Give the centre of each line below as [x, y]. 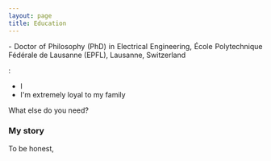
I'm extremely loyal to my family [73, 94]
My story [26, 131]
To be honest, [31, 148]
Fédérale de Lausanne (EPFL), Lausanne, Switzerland [97, 55]
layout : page [30, 16]
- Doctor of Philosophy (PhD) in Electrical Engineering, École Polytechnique [135, 46]
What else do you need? [48, 110]
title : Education [38, 23]
